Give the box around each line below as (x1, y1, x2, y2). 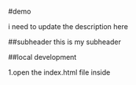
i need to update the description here (8, 22, 128, 31)
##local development (8, 53, 77, 61)
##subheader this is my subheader (8, 37, 122, 46)
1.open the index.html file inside (8, 68, 111, 77)
